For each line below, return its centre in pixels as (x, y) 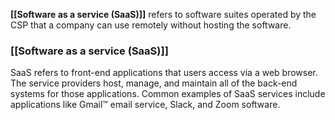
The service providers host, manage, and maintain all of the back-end (154, 83)
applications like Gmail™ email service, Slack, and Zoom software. (145, 105)
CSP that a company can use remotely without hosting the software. (151, 25)
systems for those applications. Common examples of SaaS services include (168, 94)
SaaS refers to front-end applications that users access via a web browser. (164, 73)
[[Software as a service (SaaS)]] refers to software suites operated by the (163, 14)
